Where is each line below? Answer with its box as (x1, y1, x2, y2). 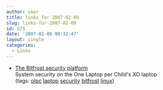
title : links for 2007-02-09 (6, 14, 79, 20)
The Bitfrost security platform (14, 64, 88, 71)
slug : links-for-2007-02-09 (6, 20, 77, 26)
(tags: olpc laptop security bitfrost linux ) (14, 77, 114, 84)
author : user (6, 8, 39, 15)
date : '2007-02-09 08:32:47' (6, 31, 79, 37)
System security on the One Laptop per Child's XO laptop (14, 70, 158, 78)
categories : (6, 43, 36, 49)
